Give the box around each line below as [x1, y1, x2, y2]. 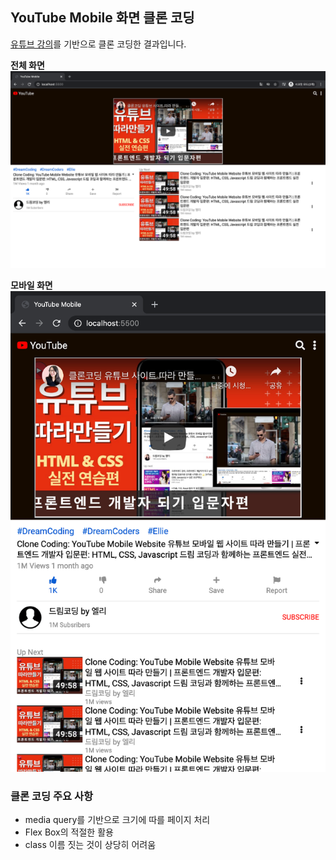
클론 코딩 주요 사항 [10, 789, 94, 803]
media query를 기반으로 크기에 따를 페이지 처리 [24, 814, 211, 826]
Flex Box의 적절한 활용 [24, 826, 114, 838]
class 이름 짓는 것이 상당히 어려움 [24, 839, 157, 851]
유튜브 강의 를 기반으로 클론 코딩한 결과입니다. [10, 38, 187, 50]
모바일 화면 [10, 279, 53, 291]
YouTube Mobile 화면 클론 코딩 [10, 9, 195, 27]
